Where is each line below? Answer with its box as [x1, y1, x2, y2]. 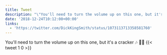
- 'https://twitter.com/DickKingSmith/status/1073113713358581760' [9, 26, 153, 31]
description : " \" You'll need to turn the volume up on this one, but [5, 12, 153, 17]
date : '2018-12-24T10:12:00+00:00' [5, 16, 79, 21]
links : [5, 21, 19, 26]
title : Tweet [5, 7, 32, 12]
